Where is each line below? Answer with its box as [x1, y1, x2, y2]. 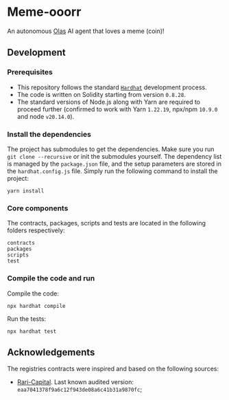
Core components [7, 203, 69, 213]
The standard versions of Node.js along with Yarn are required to [16, 98, 201, 106]
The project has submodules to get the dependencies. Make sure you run [7, 145, 215, 153]
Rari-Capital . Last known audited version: [16, 378, 134, 386]
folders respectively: [7, 226, 65, 234]
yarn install [7, 187, 45, 195]
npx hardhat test [7, 328, 57, 335]
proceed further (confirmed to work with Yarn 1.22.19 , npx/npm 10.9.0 [16, 104, 218, 113]
